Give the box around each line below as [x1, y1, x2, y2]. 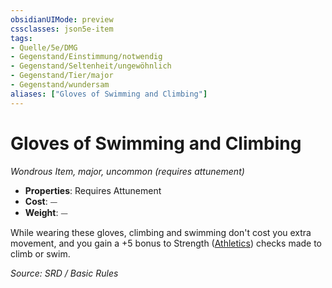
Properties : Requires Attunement [24, 184, 162, 196]
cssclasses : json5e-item [10, 24, 114, 34]
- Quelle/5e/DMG [10, 42, 78, 53]
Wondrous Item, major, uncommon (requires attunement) [10, 165, 245, 177]
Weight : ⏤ [24, 206, 68, 218]
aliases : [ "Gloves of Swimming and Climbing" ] [10, 89, 208, 99]
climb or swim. [10, 247, 71, 260]
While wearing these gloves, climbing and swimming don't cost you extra [10, 226, 312, 238]
